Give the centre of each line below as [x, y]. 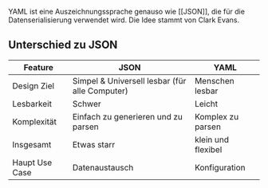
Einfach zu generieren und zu [128, 116]
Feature [39, 67]
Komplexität [35, 121]
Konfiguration [220, 167]
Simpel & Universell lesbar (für [129, 80]
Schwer [87, 104]
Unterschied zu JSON [63, 45]
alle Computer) [100, 91]
